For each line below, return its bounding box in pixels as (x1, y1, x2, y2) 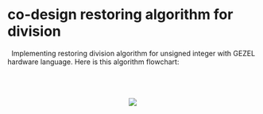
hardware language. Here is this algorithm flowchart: (7, 57, 180, 66)
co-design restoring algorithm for (7, 6, 234, 24)
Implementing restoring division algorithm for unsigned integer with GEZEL (10, 48, 256, 58)
